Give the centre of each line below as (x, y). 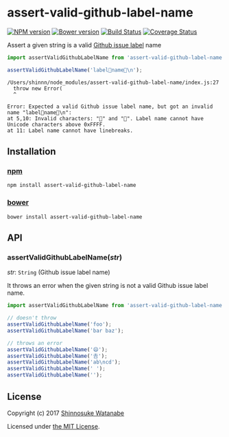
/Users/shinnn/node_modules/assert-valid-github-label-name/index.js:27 (113, 82)
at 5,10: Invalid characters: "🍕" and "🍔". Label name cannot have (106, 118)
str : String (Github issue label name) (59, 272)
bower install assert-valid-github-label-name (75, 217)
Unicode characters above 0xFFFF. (57, 124)
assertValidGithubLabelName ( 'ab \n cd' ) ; (64, 362)
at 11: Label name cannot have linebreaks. (70, 131)
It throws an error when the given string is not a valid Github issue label (108, 286)
